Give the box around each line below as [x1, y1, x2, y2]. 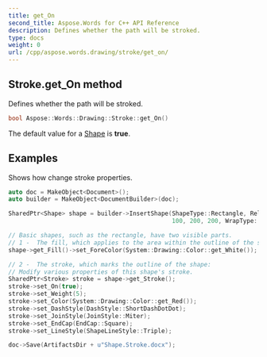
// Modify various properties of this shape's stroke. [8, 267, 194, 276]
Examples [8, 152, 58, 165]
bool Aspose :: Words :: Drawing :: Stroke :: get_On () [8, 114, 169, 122]
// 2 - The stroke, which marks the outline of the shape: [8, 260, 212, 268]
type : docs [8, 33, 44, 42]
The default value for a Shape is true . [8, 129, 131, 138]
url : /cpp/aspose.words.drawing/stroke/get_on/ [8, 48, 169, 56]
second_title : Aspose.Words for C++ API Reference [8, 19, 180, 27]
